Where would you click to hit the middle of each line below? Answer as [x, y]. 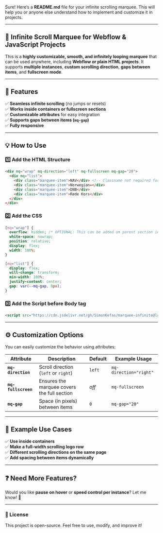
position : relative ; [30, 241]
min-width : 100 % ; [27, 277]
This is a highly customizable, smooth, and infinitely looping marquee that [81, 56]
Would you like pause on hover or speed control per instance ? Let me [76, 492]
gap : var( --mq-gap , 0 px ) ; [36, 286]
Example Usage [133, 359]
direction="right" [132, 372]
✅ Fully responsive [24, 125]
